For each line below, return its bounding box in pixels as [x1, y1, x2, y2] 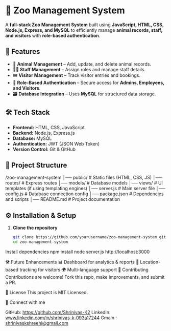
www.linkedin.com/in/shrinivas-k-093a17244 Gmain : [5, 315, 117, 321]
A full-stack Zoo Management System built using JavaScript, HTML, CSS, [5, 22, 164, 28]
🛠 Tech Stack [5, 108, 50, 117]
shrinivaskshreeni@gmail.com [5, 320, 69, 326]
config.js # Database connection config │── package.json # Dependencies [5, 191, 164, 197]
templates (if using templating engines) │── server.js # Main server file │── [5, 185, 165, 192]
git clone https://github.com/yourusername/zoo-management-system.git [12, 235, 166, 240]
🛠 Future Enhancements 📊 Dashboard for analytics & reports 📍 [5, 259, 139, 265]
